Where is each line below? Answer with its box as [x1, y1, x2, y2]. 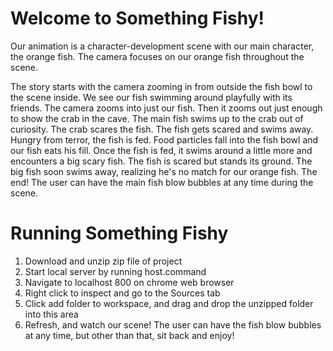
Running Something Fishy [10, 222, 229, 245]
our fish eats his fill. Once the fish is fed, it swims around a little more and [10, 144, 313, 156]
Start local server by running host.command [24, 265, 207, 277]
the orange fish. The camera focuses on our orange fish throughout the [10, 50, 305, 62]
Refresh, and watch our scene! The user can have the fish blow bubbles [24, 318, 322, 331]
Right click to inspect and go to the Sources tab [24, 287, 221, 299]
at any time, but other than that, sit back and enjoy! [24, 329, 235, 341]
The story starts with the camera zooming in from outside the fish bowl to [10, 80, 313, 92]
